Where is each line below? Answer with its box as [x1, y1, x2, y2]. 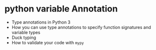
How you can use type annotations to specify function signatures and [11, 24, 151, 30]
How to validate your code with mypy [11, 39, 84, 45]
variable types [11, 29, 41, 35]
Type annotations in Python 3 [11, 19, 71, 25]
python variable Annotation [4, 3, 118, 14]
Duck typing [11, 35, 36, 40]
